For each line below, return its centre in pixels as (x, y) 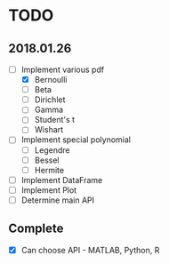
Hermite (49, 170)
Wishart (49, 130)
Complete (36, 229)
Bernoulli (51, 80)
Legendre (52, 150)
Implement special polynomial (76, 140)
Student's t (55, 120)
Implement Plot (49, 190)
